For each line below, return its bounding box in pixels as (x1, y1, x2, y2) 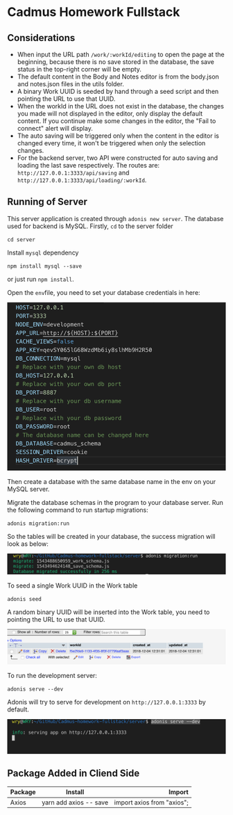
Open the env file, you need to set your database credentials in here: (7, 288, 200, 296)
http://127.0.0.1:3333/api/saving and (17, 168, 130, 177)
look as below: (7, 540, 49, 548)
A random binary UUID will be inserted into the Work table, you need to (7, 608, 210, 616)
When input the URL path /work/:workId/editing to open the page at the (17, 50, 225, 58)
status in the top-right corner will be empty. (17, 65, 142, 73)
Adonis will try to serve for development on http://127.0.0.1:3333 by (7, 698, 206, 707)
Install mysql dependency (7, 248, 79, 257)
